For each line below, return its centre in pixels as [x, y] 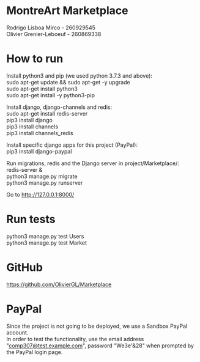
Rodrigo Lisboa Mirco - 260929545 [51, 28]
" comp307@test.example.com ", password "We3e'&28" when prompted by [100, 345]
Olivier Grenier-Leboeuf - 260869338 [54, 34]
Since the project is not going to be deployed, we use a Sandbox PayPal [97, 326]
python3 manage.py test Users [45, 236]
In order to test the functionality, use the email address [75, 339]
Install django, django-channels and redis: [59, 107]
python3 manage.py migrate [42, 176]
